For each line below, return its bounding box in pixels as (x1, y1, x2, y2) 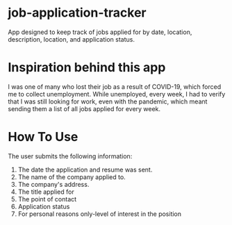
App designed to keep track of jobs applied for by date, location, (8, 28, 192, 36)
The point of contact (17, 194, 77, 203)
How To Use (8, 129, 78, 145)
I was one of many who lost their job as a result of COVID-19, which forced (8, 82, 222, 91)
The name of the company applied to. (17, 172, 126, 181)
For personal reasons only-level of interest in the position (17, 210, 182, 218)
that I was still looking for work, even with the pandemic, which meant (8, 97, 208, 106)
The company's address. (17, 180, 90, 188)
